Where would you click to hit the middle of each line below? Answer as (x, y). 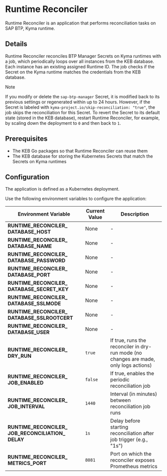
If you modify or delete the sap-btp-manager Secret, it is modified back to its (83, 96)
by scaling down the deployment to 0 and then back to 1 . (63, 123)
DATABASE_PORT (29, 275)
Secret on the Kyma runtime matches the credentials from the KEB (73, 72)
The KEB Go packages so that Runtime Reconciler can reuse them (80, 151)
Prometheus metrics (134, 467)
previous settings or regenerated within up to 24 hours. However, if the (78, 102)
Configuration (27, 177)
